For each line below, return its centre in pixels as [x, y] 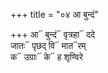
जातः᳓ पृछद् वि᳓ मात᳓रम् [48, 45]
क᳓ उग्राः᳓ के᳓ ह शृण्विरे [46, 57]
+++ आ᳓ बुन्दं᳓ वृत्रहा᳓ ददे [52, 34]
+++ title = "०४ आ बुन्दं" [55, 14]
